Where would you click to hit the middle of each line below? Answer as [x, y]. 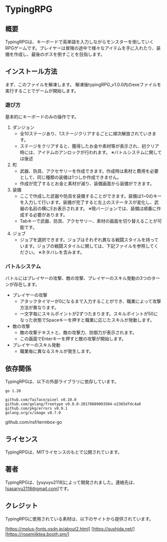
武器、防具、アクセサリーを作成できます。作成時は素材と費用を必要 [89, 171]
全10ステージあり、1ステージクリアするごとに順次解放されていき [86, 134]
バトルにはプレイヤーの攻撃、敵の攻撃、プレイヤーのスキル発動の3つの [78, 278]
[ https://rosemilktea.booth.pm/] [37, 534]
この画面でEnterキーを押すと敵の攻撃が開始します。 [73, 339]
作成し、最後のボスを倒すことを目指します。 [59, 54]
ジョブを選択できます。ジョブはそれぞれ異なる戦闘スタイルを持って [89, 240]
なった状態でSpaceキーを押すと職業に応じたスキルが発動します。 [87, 320]
